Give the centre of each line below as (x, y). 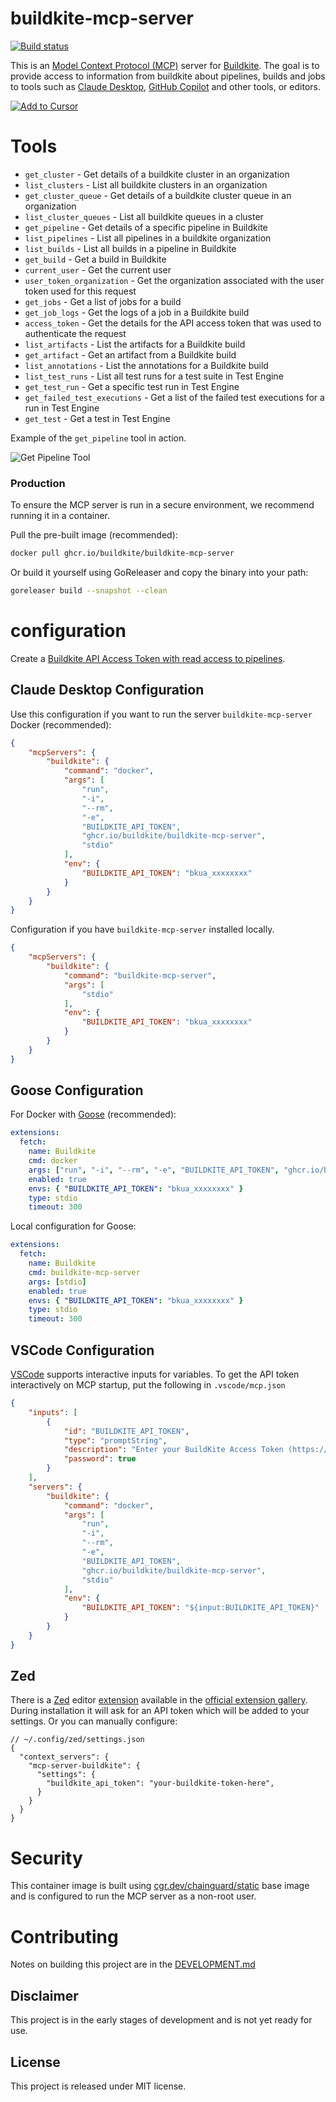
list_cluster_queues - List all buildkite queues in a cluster (144, 216)
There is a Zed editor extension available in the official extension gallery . (159, 1700)
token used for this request (80, 291)
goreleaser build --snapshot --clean (89, 591)
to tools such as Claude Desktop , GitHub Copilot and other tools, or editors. (165, 86)
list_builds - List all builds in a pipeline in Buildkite (130, 248)
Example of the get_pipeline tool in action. (98, 438)
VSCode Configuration (82, 1350)
